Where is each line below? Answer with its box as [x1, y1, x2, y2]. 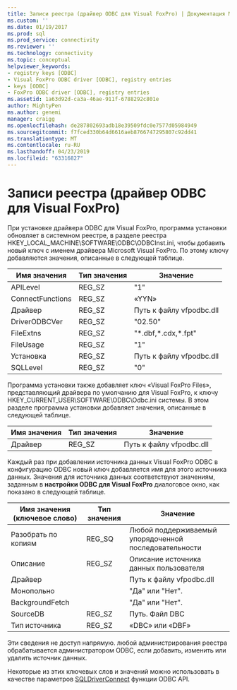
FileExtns [11, 328, 42, 338]
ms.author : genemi [7, 109, 61, 116]
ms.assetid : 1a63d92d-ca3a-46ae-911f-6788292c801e [7, 96, 159, 103]
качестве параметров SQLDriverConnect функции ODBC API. [7, 674, 190, 683]
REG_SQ [85, 534, 114, 544]
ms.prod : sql [7, 30, 46, 37]
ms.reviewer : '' [7, 43, 55, 50]
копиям [11, 538, 37, 548]
